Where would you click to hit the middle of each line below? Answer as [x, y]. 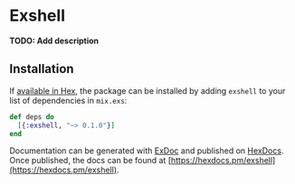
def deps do [32, 117]
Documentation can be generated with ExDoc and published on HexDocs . [147, 151]
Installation [42, 69]
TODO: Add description [54, 41]
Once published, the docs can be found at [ [90, 161]
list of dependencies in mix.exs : [68, 100]
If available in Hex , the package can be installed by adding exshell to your [147, 90]
